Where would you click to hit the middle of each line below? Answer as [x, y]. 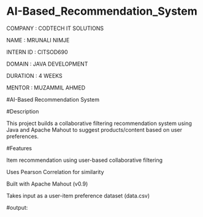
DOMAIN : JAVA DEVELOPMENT [47, 64]
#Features [19, 148]
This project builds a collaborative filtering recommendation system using [99, 123]
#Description [23, 111]
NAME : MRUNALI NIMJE [38, 40]
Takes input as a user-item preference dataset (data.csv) [78, 196]
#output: [17, 207]
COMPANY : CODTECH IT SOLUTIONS [55, 28]
